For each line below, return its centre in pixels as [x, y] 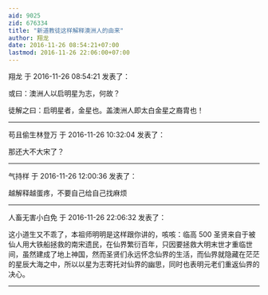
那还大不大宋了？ [36, 151]
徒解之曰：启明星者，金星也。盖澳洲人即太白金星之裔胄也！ [106, 110]
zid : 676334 [28, 23]
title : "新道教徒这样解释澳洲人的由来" [66, 30]
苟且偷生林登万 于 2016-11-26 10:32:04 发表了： [87, 135]
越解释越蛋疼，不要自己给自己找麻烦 [68, 193]
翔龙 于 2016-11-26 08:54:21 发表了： [69, 76]
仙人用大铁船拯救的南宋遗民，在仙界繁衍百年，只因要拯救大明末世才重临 [127, 244]
